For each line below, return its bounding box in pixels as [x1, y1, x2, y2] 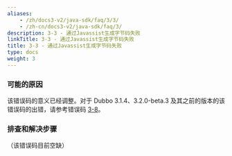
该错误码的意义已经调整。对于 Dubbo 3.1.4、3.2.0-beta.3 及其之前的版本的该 [7, 96, 226, 105]
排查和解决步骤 [7, 124, 57, 134]
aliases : [7, 10, 33, 17]
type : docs [7, 49, 39, 56]
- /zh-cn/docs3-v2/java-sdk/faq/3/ [19, 23, 123, 30]
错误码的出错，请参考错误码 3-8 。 [7, 105, 105, 114]
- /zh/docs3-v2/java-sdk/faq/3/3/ [19, 17, 119, 24]
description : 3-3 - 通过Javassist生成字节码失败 [7, 29, 141, 37]
